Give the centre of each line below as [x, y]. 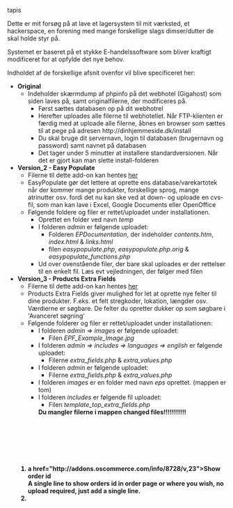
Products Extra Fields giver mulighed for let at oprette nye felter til [122, 293]
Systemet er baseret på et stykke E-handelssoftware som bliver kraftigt [109, 52]
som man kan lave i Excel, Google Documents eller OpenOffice [126, 205]
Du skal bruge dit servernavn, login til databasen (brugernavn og [131, 138]
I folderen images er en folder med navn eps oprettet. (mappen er [132, 382]
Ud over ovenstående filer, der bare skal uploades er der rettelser [132, 264]
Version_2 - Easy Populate [56, 168]
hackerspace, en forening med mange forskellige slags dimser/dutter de [111, 31]
